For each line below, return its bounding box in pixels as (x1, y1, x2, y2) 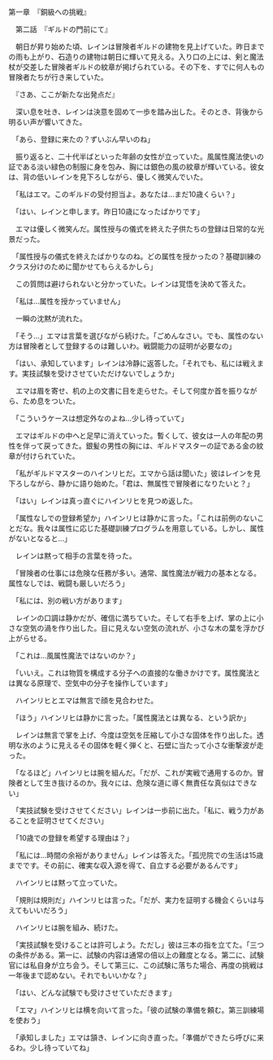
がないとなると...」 (8, 534, 71, 543)
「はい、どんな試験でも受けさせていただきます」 (15, 988, 176, 997)
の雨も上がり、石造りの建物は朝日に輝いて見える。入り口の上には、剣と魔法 (8, 52, 264, 61)
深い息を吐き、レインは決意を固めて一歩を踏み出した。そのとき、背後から (15, 107, 264, 117)
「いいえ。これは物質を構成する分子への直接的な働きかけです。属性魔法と (15, 668, 261, 678)
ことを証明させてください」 (15, 816, 108, 825)
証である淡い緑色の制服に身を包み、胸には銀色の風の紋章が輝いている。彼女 (8, 162, 265, 171)
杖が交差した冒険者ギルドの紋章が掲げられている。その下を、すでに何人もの (8, 62, 265, 72)
